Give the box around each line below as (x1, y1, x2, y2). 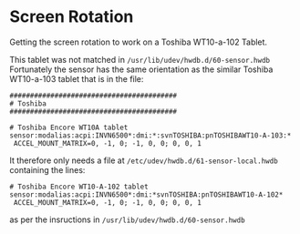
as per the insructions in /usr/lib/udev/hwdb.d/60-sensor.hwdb (9, 214, 245, 225)
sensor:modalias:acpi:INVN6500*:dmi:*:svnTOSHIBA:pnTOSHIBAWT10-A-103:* (9, 130, 292, 140)
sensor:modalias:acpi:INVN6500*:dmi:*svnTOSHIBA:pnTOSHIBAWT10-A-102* (9, 189, 284, 199)
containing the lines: (9, 164, 86, 175)
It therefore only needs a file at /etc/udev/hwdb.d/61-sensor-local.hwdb (9, 155, 278, 166)
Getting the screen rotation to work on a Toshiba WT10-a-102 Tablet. (9, 36, 267, 47)
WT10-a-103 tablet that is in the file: (9, 73, 144, 84)
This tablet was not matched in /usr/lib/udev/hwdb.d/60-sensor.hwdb (9, 54, 271, 65)
